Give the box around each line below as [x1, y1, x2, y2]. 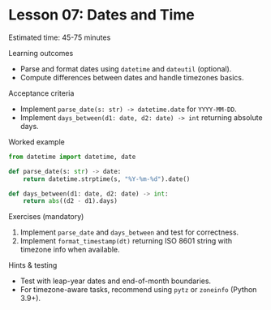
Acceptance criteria [8, 88, 75, 98]
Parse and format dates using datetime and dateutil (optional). [19, 63, 232, 74]
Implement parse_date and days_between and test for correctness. [19, 227, 239, 237]
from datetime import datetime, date [8, 153, 136, 161]
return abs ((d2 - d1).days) [23, 197, 118, 205]
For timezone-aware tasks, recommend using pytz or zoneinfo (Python [19, 285, 257, 295]
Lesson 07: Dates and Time [8, 6, 195, 24]
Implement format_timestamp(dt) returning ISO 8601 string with [19, 236, 233, 246]
